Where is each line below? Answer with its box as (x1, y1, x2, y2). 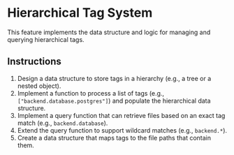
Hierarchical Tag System (7, 5, 153, 21)
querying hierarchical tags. (7, 35, 85, 43)
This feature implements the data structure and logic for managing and (7, 28, 211, 36)
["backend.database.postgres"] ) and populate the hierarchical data (17, 96, 211, 105)
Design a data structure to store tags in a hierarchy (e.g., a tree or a (17, 74, 212, 82)
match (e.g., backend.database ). (17, 119, 108, 127)
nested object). (17, 82, 61, 90)
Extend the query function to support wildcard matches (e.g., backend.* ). (17, 126, 228, 134)
